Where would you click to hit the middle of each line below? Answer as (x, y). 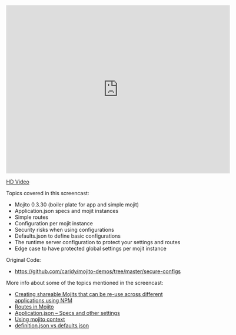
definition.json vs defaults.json (52, 326)
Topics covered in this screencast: (48, 193)
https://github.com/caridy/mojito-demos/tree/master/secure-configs (98, 271)
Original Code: (24, 260)
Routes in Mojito (34, 307)
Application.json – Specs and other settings (67, 313)
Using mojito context (40, 319)
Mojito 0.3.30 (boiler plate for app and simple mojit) (77, 205)
